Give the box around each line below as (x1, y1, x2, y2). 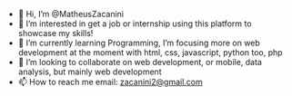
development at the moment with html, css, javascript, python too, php (17, 47, 284, 58)
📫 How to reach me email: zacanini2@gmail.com (17, 77, 203, 87)
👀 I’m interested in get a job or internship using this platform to (17, 18, 252, 29)
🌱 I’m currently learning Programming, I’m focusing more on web (17, 37, 261, 48)
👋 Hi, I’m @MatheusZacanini (17, 9, 125, 19)
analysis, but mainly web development (17, 66, 162, 77)
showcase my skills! (17, 28, 94, 38)
